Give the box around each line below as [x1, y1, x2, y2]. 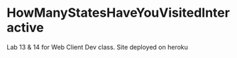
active [6, 20, 44, 36]
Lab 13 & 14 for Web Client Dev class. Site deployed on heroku [6, 43, 189, 51]
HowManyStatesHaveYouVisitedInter [6, 5, 230, 21]
